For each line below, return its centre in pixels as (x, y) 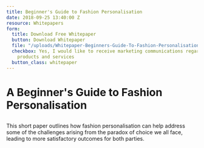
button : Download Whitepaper (49, 40)
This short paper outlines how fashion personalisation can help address (96, 126)
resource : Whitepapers (35, 23)
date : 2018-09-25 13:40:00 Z (43, 18)
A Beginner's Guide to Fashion (84, 92)
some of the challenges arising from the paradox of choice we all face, (95, 132)
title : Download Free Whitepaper (54, 34)
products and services (46, 57)
